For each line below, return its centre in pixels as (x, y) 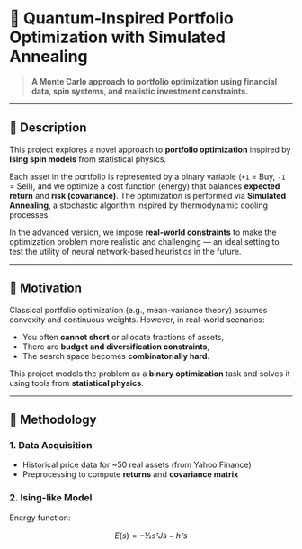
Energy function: (40, 517)
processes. (30, 214)
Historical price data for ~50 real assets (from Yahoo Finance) (137, 465)
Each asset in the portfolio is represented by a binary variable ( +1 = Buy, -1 (147, 176)
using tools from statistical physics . (76, 382)
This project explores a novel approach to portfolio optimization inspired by (150, 149)
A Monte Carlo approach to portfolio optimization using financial (154, 81)
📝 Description (48, 128)
